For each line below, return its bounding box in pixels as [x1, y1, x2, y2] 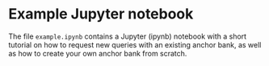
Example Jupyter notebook [8, 5, 194, 23]
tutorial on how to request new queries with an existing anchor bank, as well [8, 39, 262, 49]
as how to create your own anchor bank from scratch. [8, 48, 187, 58]
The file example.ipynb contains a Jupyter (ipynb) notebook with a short [8, 31, 247, 41]
